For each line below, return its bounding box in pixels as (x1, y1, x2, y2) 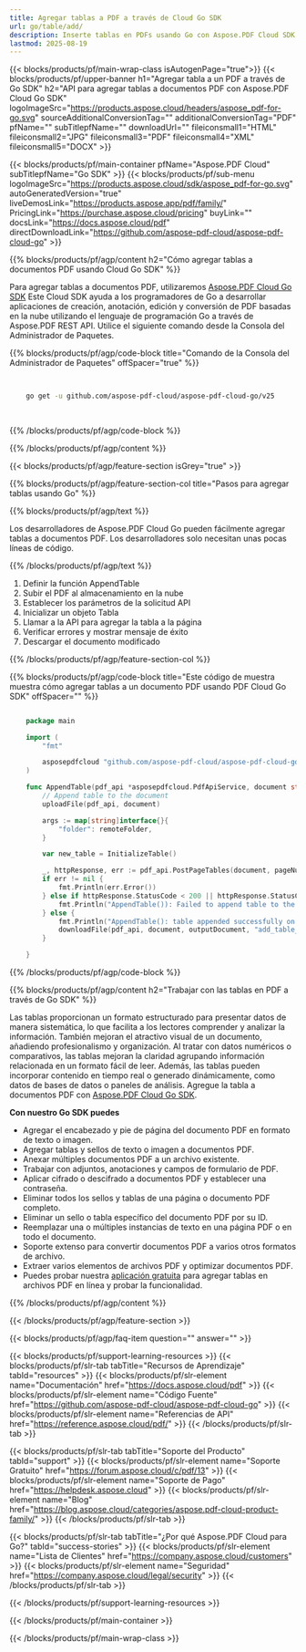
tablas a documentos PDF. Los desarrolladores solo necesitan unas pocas (9, 533, 287, 544)
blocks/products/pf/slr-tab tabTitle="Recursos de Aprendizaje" (9, 1360, 246, 1371)
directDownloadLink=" (9, 227, 94, 238)
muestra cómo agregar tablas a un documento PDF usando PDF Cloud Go (9, 681, 287, 691)
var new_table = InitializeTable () (42, 849, 178, 858)
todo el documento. (22, 1231, 97, 1242)
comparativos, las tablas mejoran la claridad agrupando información (9, 1051, 265, 1061)
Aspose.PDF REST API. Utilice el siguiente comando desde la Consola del (9, 320, 285, 331)
